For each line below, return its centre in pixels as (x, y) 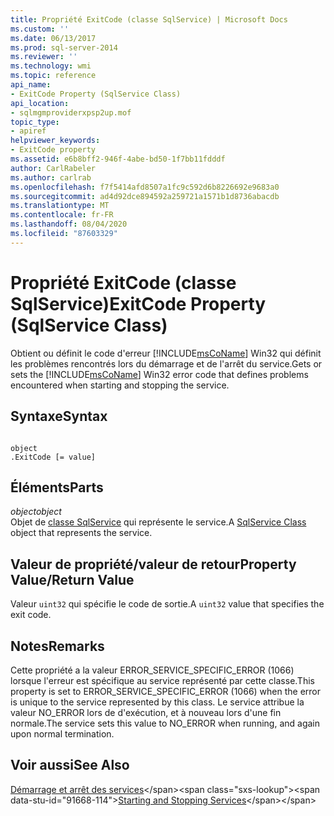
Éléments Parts (57, 487)
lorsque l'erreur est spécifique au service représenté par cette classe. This (162, 680)
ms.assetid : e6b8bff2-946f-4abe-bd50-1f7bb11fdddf (118, 159)
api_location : (40, 103)
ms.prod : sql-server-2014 (64, 47)
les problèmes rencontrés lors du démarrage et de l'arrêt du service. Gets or (166, 363)
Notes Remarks (57, 646)
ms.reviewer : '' (44, 57)
